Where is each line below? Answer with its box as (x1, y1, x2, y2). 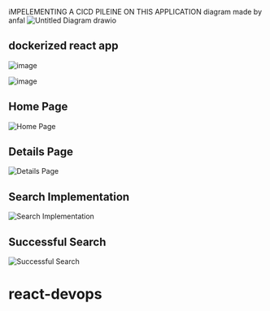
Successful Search (8, 235, 107, 248)
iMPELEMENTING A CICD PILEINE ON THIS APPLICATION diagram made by (8, 7, 263, 16)
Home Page (8, 100, 68, 114)
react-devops (8, 285, 102, 304)
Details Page (8, 145, 74, 159)
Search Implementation (8, 190, 130, 204)
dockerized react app (8, 39, 119, 53)
